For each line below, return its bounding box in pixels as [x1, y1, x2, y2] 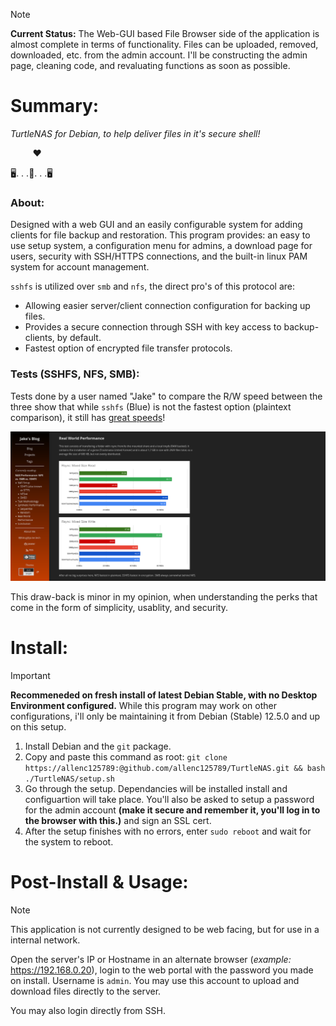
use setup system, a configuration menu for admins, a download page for [10, 240, 313, 252]
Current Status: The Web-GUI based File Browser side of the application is [10, 28, 320, 39]
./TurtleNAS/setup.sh [24, 774, 115, 784]
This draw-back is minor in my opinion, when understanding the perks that [10, 591, 318, 603]
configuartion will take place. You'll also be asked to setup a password [24, 794, 315, 806]
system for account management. [10, 261, 150, 273]
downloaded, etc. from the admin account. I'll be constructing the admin [10, 49, 308, 61]
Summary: [10, 95, 100, 118]
